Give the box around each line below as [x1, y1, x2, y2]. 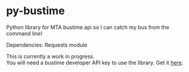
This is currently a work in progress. [6, 53, 95, 60]
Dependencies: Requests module [6, 41, 88, 48]
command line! [6, 30, 43, 37]
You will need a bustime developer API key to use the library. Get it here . [6, 59, 184, 66]
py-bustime [6, 4, 65, 18]
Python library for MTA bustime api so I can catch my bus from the [6, 24, 170, 31]
